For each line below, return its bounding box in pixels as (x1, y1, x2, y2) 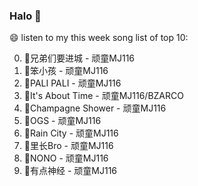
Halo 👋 (9, 9, 42, 23)
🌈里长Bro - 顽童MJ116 (23, 140, 114, 152)
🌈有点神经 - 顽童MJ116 (23, 165, 118, 177)
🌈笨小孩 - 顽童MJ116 (23, 65, 109, 77)
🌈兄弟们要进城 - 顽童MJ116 (23, 52, 136, 64)
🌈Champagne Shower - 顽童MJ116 (23, 102, 167, 114)
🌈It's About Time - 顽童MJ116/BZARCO (23, 90, 184, 102)
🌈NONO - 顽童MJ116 (23, 152, 109, 164)
